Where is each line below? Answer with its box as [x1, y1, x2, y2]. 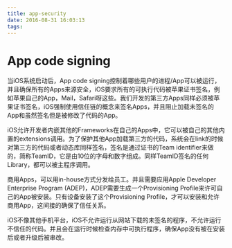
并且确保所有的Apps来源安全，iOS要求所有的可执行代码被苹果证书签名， [7, 85, 215, 94]
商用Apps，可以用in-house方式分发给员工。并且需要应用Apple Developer [7, 175, 217, 184]
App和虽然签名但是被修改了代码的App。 [7, 112, 122, 120]
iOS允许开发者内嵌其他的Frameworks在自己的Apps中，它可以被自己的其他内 [7, 126, 225, 134]
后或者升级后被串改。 [7, 233, 68, 242]
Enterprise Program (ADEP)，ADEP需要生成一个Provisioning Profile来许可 [7, 184, 217, 193]
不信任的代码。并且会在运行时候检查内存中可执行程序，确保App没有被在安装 [7, 224, 225, 233]
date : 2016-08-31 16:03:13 [7, 17, 85, 24]
